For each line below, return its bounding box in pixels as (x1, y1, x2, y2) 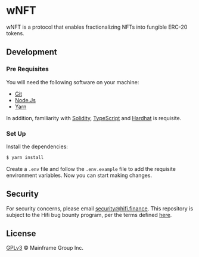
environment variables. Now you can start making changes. (6, 172, 153, 179)
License (6, 228, 36, 238)
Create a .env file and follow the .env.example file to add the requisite (6, 165, 176, 172)
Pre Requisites (6, 65, 49, 74)
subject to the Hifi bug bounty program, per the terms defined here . (6, 211, 172, 218)
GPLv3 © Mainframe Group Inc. (6, 244, 84, 252)
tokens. (6, 29, 25, 36)
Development (6, 47, 58, 57)
